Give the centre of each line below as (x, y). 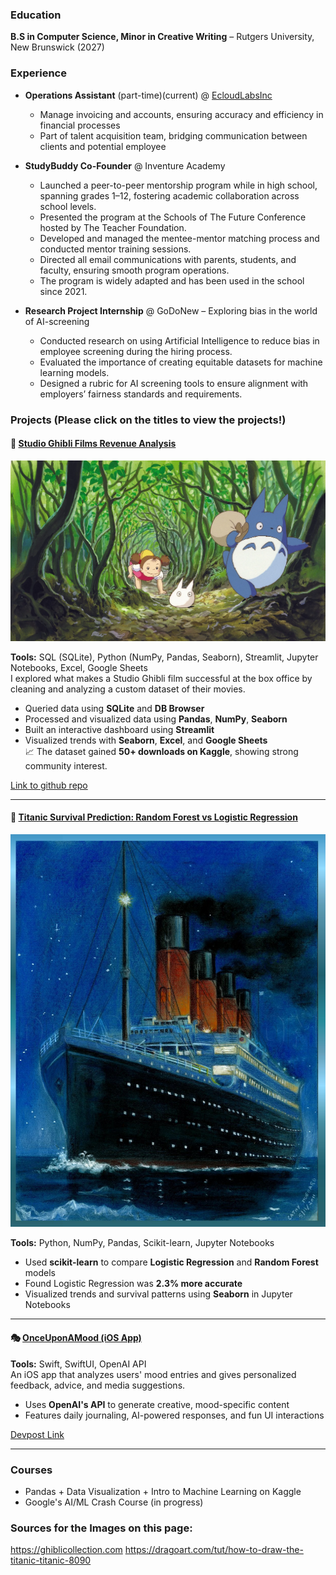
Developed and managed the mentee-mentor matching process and (179, 238)
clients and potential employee (103, 146)
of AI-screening (57, 321)
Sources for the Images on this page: (101, 1528)
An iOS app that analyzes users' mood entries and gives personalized (153, 1374)
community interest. (66, 765)
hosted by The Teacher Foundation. (113, 227)
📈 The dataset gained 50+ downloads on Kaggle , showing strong (161, 751)
